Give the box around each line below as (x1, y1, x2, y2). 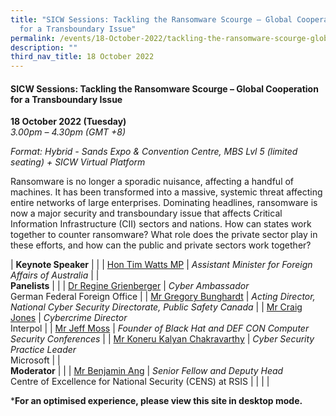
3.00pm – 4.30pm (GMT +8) (10, 126, 127, 138)
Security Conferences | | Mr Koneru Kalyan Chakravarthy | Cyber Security (10, 333, 315, 345)
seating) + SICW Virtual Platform (10, 156, 146, 168)
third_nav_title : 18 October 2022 (10, 52, 155, 62)
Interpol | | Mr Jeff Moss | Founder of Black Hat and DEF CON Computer (10, 322, 310, 335)
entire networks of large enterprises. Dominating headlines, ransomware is (10, 197, 318, 209)
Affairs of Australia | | (10, 269, 100, 281)
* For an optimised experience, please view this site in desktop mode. (10, 395, 303, 407)
